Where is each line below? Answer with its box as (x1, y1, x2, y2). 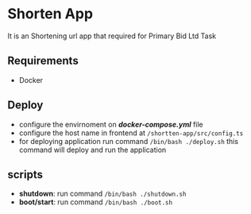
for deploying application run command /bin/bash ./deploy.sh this (18, 136, 239, 146)
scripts (7, 168, 43, 181)
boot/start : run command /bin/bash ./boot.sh (18, 197, 172, 207)
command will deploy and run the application (18, 145, 167, 154)
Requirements (7, 54, 79, 68)
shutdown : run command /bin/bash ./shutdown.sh (18, 189, 187, 199)
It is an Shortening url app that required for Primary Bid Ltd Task (7, 31, 216, 41)
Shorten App (7, 5, 93, 23)
